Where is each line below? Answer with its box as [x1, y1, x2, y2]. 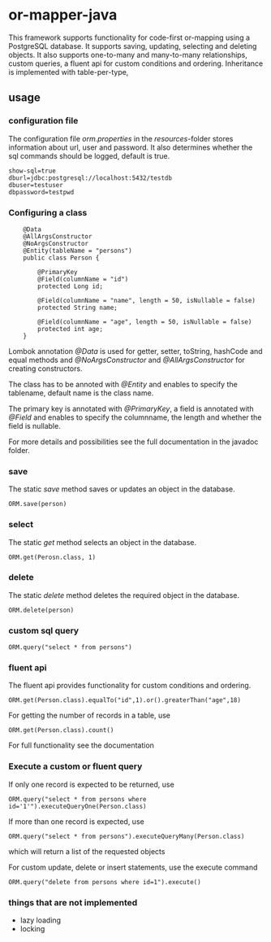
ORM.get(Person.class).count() [8, 726, 114, 735]
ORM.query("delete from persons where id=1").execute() [8, 878, 201, 886]
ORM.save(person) [8, 500, 67, 508]
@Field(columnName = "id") [37, 275, 129, 283]
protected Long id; [37, 282, 104, 290]
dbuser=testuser [8, 181, 63, 189]
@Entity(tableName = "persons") [23, 246, 132, 255]
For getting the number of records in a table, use [8, 710, 170, 721]
